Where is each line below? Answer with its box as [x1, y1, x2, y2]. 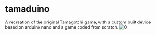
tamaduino [5, 3, 50, 14]
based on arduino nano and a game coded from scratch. [5, 24, 118, 30]
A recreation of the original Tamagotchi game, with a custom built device [5, 19, 151, 25]
